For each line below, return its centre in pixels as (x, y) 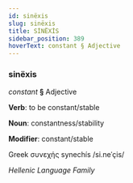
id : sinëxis (28, 16)
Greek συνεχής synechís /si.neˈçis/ (66, 155)
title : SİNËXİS (34, 31)
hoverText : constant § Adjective (64, 46)
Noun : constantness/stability (56, 123)
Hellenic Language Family (52, 170)
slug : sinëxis (32, 23)
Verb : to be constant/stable (54, 108)
